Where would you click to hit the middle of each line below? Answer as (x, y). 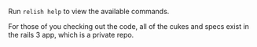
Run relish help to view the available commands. (89, 11)
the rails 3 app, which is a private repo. (71, 35)
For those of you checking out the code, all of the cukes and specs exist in (129, 26)
